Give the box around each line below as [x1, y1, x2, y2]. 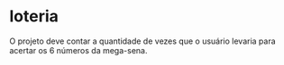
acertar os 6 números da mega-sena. [9, 45, 148, 55]
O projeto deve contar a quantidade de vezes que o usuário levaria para [9, 36, 277, 46]
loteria [9, 6, 59, 27]
